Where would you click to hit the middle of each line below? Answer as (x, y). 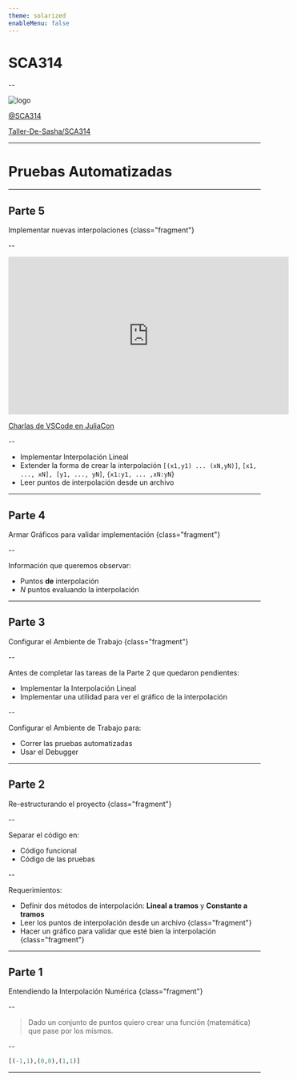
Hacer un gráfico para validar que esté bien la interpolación (118, 931)
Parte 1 (26, 972)
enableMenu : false (39, 23)
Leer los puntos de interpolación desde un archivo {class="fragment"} (136, 922)
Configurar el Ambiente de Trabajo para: (75, 728)
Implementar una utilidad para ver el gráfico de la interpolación (124, 696)
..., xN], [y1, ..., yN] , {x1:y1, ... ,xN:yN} (97, 474)
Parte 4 (27, 515)
